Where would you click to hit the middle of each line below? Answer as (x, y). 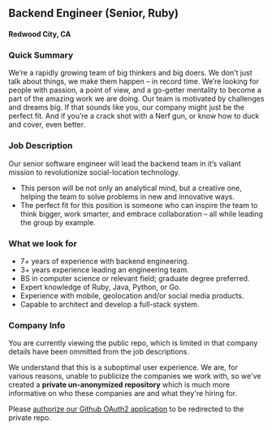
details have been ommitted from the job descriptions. (99, 352)
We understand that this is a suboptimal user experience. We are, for (123, 367)
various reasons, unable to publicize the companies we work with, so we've (135, 376)
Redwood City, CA (40, 34)
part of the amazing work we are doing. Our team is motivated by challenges (136, 99)
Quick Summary (41, 54)
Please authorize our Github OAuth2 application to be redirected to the (126, 409)
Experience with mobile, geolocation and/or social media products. (132, 295)
